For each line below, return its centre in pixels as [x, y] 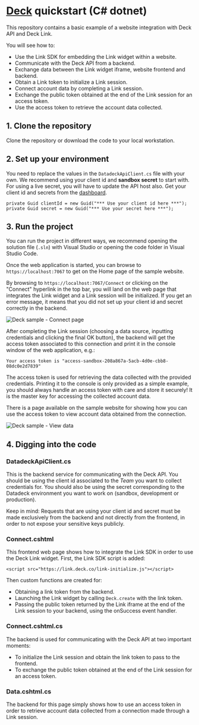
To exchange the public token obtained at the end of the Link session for [103, 670]
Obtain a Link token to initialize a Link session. [71, 82]
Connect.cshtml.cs [34, 626]
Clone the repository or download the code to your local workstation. [91, 140]
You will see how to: [31, 45]
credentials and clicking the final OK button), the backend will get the [91, 338]
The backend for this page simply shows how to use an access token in [94, 704]
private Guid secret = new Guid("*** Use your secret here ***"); [90, 208]
